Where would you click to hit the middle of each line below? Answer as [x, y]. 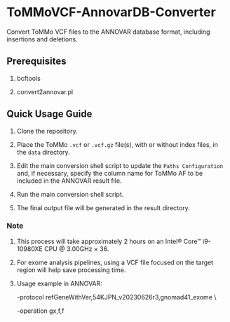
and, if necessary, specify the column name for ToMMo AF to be [110, 173]
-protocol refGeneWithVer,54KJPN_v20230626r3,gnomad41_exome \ [116, 297]
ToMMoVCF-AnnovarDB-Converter [111, 12]
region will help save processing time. [71, 270]
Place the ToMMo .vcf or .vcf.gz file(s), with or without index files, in [117, 144]
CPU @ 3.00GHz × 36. [76, 249]
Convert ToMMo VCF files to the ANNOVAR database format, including [108, 32]
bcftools [29, 78]
